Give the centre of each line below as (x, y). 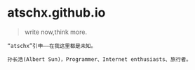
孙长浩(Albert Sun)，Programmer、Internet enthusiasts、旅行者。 (99, 59)
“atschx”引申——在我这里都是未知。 (52, 46)
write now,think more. (56, 32)
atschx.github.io (56, 13)
